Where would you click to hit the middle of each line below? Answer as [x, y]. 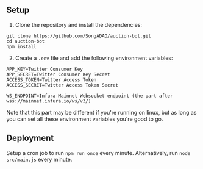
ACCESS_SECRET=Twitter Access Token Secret [62, 85]
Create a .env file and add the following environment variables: [94, 58]
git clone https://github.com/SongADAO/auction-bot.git [79, 36]
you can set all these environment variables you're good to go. [85, 119]
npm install [21, 46]
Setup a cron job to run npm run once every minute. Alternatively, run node [98, 153]
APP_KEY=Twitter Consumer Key [45, 69]
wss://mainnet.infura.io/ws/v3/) [49, 101]
